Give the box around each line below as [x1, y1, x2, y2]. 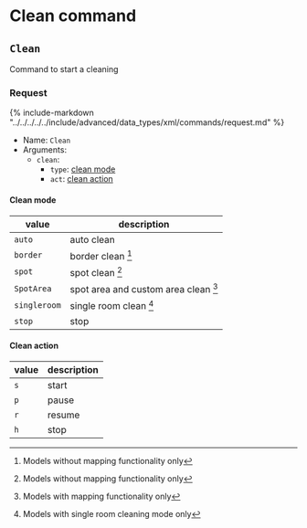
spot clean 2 [69, 264, 123, 280]
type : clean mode [49, 164, 116, 174]
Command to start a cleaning [9, 64, 119, 74]
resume [47, 408, 80, 421]
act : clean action [49, 174, 114, 185]
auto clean [69, 233, 116, 246]
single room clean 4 [69, 298, 154, 312]
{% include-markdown [9, 107, 94, 119]
